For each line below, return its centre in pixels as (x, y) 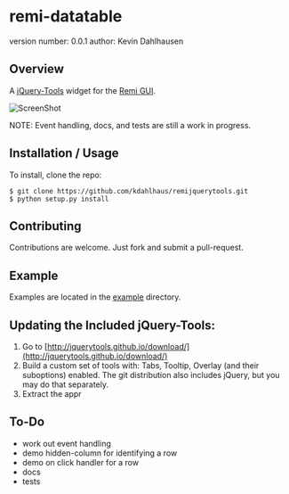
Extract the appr (52, 394)
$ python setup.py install (59, 199)
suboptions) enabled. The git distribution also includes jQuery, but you (151, 375)
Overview (37, 69)
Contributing (45, 226)
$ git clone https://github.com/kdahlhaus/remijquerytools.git (129, 191)
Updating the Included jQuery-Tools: (112, 325)
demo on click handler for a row (80, 462)
